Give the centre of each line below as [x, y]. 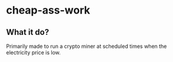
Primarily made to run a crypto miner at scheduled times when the [86, 46]
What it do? [27, 32]
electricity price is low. [33, 53]
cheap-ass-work [48, 10]
